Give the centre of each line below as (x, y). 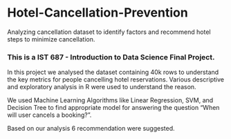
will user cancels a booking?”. (49, 115)
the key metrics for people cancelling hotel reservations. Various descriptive (116, 80)
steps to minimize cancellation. (51, 39)
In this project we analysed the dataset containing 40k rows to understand (113, 72)
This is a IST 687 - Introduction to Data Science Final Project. (111, 57)
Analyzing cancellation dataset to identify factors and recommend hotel (109, 32)
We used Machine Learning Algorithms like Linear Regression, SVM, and (110, 100)
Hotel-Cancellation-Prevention (98, 13)
